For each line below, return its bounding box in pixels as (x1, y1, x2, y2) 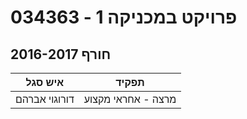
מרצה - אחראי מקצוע (83, 92, 177, 106)
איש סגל (25, 76, 65, 89)
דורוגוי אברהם (15, 92, 75, 106)
